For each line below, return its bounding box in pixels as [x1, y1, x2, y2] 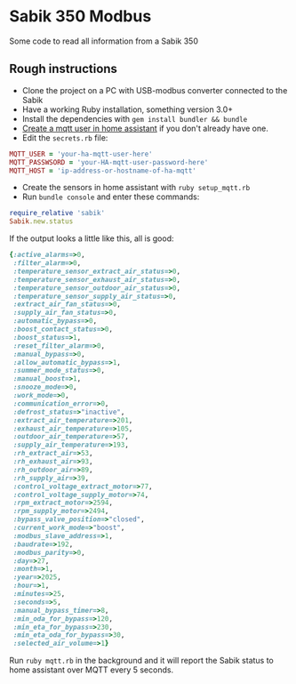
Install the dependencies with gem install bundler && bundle [21, 113, 248, 124]
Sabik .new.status [9, 217, 74, 226]
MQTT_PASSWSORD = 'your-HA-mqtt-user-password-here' [9, 157, 209, 166]
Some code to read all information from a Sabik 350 [9, 36, 198, 46]
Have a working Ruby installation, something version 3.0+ [21, 104, 234, 115]
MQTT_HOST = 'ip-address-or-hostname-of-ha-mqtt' [9, 166, 197, 175]
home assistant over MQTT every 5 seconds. [9, 664, 174, 675]
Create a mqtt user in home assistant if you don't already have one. [21, 123, 268, 133]
